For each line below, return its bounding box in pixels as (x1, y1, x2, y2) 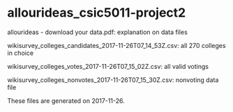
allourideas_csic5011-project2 (7, 5, 186, 21)
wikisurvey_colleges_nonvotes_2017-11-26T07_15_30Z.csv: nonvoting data (7, 75, 219, 84)
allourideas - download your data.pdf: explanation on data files (7, 28, 188, 36)
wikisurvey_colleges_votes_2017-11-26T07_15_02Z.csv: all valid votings (7, 62, 209, 70)
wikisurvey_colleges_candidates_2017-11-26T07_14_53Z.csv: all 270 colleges (7, 41, 226, 49)
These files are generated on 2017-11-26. (7, 96, 126, 105)
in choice (7, 49, 33, 57)
